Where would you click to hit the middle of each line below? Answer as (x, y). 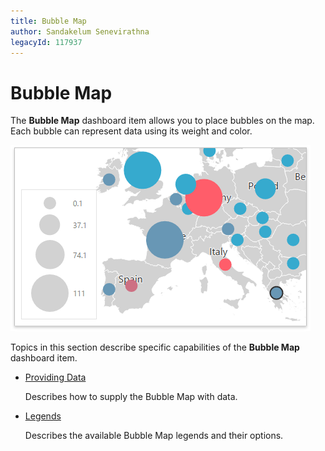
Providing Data (55, 377)
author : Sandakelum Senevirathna (80, 31)
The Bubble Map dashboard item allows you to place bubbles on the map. (162, 121)
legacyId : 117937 (46, 42)
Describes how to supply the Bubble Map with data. (131, 397)
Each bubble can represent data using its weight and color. (131, 131)
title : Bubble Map (48, 21)
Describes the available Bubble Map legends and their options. (154, 436)
